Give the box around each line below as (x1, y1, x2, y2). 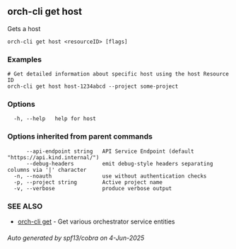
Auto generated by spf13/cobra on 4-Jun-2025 (7, 233, 145, 242)
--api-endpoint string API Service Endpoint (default (25, 148, 194, 155)
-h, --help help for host (13, 115, 97, 122)
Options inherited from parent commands (7, 132, 153, 141)
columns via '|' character (7, 166, 87, 173)
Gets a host (7, 24, 41, 33)
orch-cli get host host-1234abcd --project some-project (7, 83, 179, 91)
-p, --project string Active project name (13, 178, 163, 186)
